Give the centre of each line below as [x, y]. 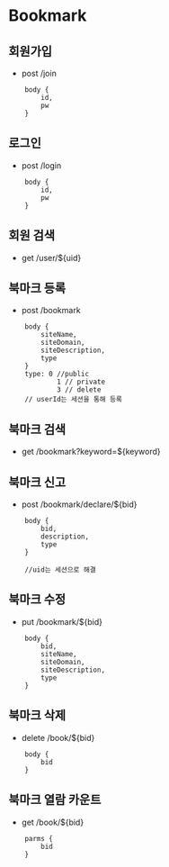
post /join [39, 73]
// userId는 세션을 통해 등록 [74, 400]
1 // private [80, 382]
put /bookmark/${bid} [62, 621]
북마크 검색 [37, 429]
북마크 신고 [37, 482]
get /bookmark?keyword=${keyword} [91, 452]
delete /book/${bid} [58, 737]
